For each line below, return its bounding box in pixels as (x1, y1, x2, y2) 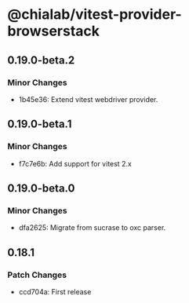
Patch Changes (7, 269, 67, 280)
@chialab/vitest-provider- (7, 5, 182, 24)
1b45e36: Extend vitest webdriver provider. (18, 94, 158, 104)
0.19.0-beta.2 (7, 53, 75, 67)
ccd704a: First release (18, 287, 92, 296)
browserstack (7, 22, 100, 40)
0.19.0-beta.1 (7, 118, 72, 131)
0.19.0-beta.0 (7, 181, 75, 195)
